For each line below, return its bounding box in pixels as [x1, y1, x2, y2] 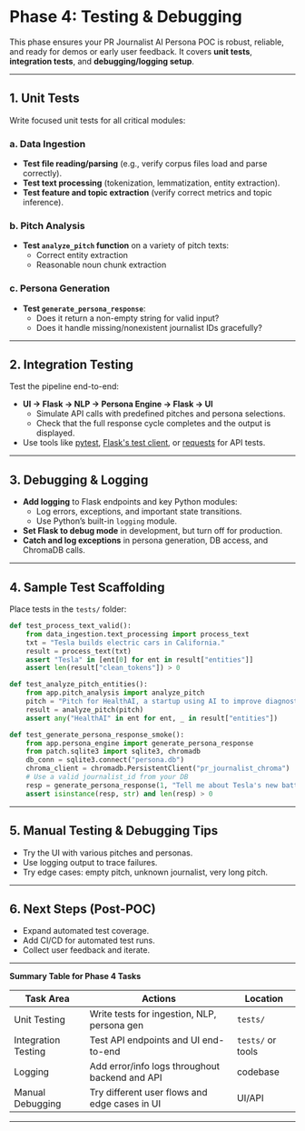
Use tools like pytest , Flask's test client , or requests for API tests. [22, 437, 266, 448]
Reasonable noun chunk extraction [35, 259, 167, 270]
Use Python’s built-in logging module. [35, 515, 178, 526]
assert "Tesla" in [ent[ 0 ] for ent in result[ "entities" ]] [25, 655, 254, 665]
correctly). [22, 168, 62, 179]
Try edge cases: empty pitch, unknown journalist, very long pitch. [22, 866, 269, 877]
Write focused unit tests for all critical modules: [9, 115, 186, 125]
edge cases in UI [89, 1097, 162, 1110]
